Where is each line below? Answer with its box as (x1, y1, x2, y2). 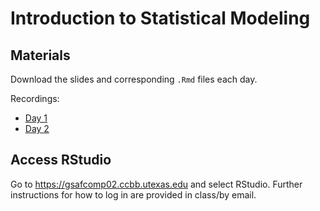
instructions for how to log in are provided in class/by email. (10, 188, 257, 201)
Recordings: (10, 93, 60, 104)
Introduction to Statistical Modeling (10, 7, 311, 30)
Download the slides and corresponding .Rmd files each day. (10, 73, 258, 85)
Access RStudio (10, 152, 112, 169)
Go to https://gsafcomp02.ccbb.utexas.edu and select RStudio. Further (10, 178, 303, 190)
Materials (10, 47, 71, 64)
